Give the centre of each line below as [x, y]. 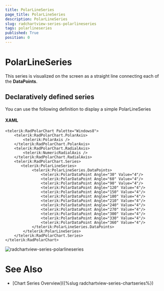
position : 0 [17, 38]
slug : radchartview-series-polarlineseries [51, 24]
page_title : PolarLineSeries [35, 14]
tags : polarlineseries [29, 28]
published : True [22, 33]
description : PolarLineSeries [37, 19]
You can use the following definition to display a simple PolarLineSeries [78, 109]
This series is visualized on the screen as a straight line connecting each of [82, 76]
